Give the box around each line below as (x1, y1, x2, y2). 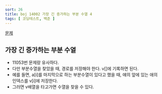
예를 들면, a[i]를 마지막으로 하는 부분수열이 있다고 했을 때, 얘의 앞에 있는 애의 (12, 72, 158, 78)
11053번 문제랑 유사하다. (12, 59, 59, 66)
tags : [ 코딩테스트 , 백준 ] (5, 16, 55, 21)
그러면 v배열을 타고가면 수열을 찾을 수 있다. (12, 84, 94, 90)
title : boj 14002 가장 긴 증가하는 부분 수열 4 (5, 12, 93, 17)
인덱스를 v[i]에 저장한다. (12, 78, 59, 84)
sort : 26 (5, 7, 23, 12)
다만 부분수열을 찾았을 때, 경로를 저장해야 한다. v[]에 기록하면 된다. (12, 66, 139, 72)
